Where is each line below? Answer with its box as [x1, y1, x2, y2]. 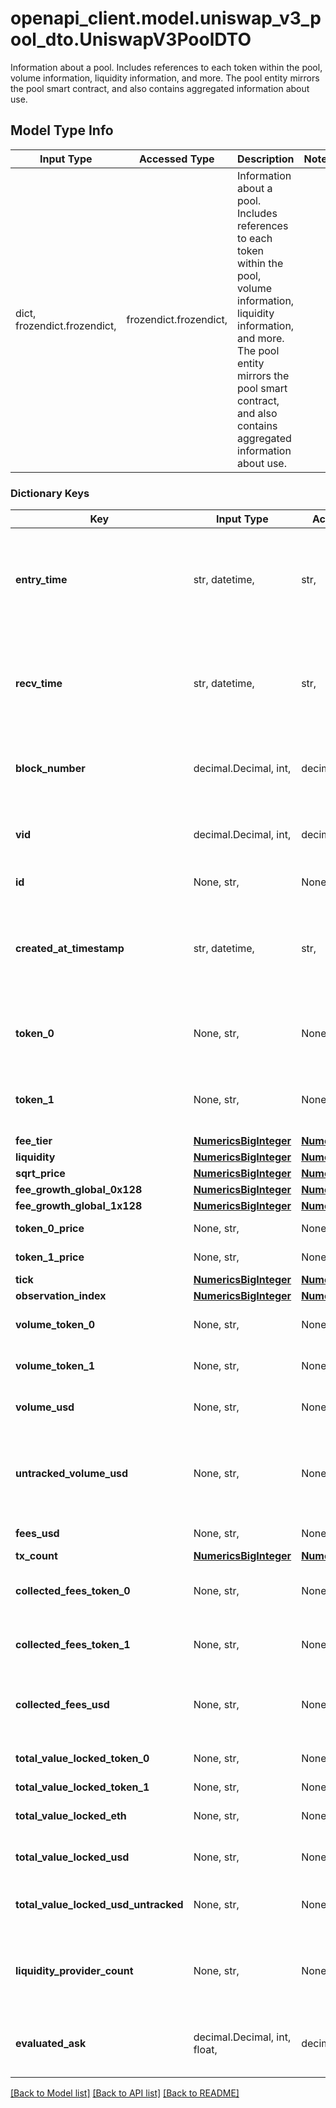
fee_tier [15, 1134, 53, 1148]
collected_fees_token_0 [15, 1584, 131, 1598]
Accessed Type [138, 152, 215, 166]
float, [193, 2043, 218, 2057]
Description [237, 152, 295, 166]
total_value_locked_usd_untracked [15, 1898, 184, 1912]
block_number [15, 762, 86, 776]
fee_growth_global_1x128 [15, 1199, 143, 1213]
